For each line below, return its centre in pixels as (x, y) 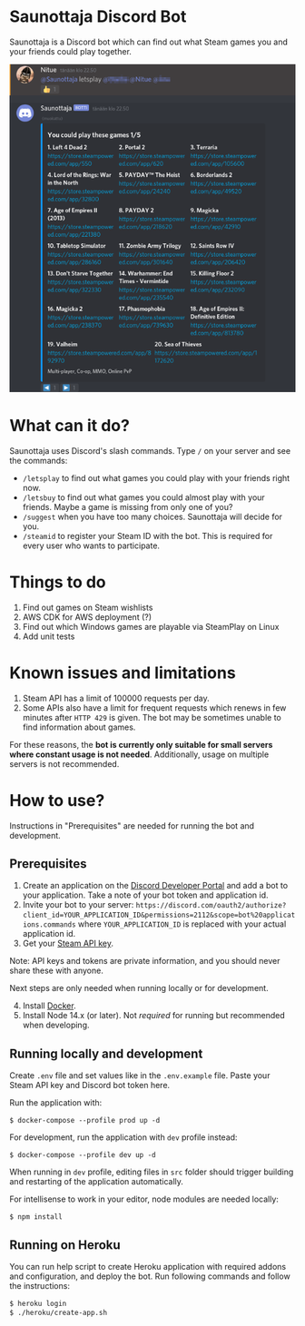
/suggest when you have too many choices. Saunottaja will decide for (152, 516)
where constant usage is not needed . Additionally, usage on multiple (139, 754)
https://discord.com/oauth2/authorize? (211, 906)
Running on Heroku (65, 1245)
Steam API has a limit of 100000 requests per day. (116, 698)
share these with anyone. (57, 971)
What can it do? (69, 425)
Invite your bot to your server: (78, 905)
